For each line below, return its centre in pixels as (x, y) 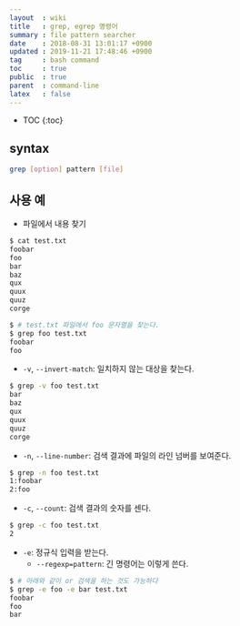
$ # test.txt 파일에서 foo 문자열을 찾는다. (85, 325)
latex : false (40, 94)
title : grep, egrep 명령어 (64, 26)
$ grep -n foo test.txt (55, 473)
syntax (30, 148)
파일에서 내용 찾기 (54, 223)
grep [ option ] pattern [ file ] (67, 169)
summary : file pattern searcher (73, 35)
